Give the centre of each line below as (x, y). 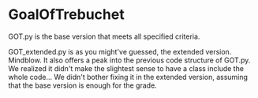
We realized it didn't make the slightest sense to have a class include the (126, 68)
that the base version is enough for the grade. (83, 85)
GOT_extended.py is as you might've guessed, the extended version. (120, 51)
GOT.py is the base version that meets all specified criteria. (104, 36)
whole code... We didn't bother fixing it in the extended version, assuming (128, 77)
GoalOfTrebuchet (66, 15)
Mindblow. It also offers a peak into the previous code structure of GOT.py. (129, 60)
